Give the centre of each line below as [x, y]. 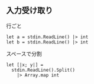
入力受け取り [30, 11]
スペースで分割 [24, 53]
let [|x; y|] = [25, 65]
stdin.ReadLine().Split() [43, 70]
